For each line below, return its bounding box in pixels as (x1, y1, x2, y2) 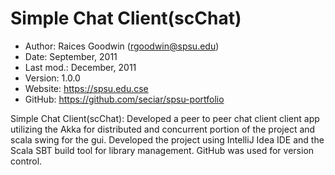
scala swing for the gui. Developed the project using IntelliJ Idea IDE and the (10, 133, 325, 146)
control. (10, 155, 43, 167)
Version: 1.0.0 (24, 72, 81, 84)
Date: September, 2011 (24, 50, 118, 62)
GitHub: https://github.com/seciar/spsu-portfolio (24, 93, 225, 105)
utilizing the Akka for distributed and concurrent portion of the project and (10, 123, 316, 135)
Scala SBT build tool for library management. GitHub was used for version (10, 144, 315, 156)
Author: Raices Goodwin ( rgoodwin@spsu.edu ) (24, 40, 220, 52)
